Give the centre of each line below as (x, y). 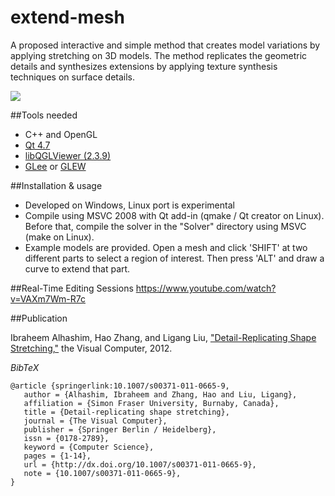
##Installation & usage (56, 185)
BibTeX (25, 367)
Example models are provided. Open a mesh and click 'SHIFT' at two (166, 247)
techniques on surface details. (73, 77)
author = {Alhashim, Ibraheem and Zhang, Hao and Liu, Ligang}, (160, 394)
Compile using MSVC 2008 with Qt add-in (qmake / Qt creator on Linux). (174, 215)
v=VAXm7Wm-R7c (48, 298)
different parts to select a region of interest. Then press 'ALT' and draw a (174, 258)
